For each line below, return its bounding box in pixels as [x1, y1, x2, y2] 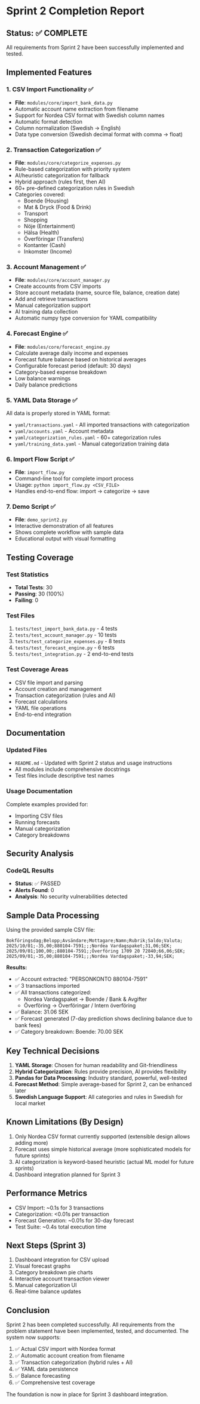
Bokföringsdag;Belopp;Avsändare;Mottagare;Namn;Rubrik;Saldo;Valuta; [6, 938, 183, 944]
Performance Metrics [6, 1188, 88, 1199]
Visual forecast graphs [14, 1262, 70, 1270]
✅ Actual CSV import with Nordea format [14, 1345, 116, 1353]
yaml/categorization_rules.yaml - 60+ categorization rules [14, 434, 161, 441]
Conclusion [6, 1305, 50, 1315]
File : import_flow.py [14, 469, 65, 476]
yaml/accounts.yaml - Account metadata [14, 427, 114, 434]
